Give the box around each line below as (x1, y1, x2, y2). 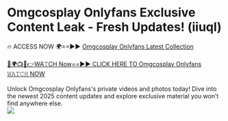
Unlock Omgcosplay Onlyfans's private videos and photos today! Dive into (7, 84, 217, 93)
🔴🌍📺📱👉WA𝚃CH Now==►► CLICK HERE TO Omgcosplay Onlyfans (7, 59, 202, 68)
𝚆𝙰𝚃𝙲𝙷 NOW (7, 70, 46, 78)
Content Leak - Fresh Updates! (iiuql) (7, 19, 222, 35)
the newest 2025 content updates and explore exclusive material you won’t (7, 92, 219, 100)
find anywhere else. (7, 99, 63, 107)
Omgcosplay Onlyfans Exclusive (7, 5, 196, 21)
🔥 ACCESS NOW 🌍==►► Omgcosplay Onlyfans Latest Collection (7, 42, 194, 51)
